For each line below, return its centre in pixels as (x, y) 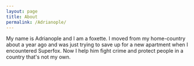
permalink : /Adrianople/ (36, 22)
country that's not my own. (39, 57)
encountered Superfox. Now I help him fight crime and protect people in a (95, 51)
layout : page (22, 11)
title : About (22, 17)
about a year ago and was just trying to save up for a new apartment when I (97, 45)
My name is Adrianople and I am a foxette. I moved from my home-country (96, 39)
